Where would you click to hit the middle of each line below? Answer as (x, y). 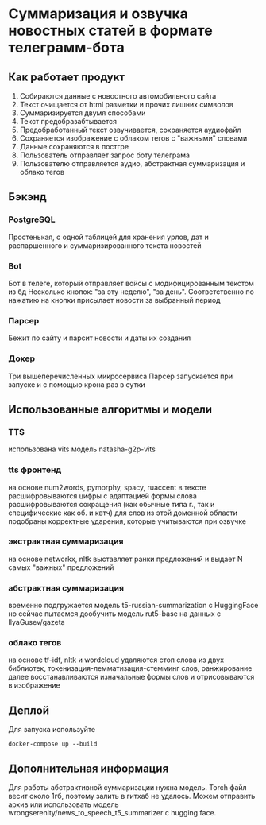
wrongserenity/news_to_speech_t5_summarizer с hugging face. (112, 813)
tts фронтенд (35, 470)
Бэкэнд (27, 197)
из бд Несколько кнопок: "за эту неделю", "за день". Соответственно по (131, 292)
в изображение (35, 685)
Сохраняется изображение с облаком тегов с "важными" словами (133, 138)
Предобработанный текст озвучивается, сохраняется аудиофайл (130, 130)
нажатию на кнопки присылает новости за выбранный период (114, 300)
